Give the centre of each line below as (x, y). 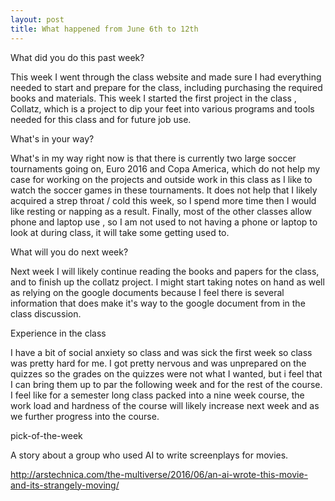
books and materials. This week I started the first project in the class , (153, 98)
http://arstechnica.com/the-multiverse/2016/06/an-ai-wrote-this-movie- (159, 474)
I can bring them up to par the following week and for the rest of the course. (166, 384)
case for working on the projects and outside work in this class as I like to (161, 179)
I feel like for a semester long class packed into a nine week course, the (157, 395)
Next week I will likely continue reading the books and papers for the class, (165, 271)
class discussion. (46, 313)
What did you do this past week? (77, 57)
